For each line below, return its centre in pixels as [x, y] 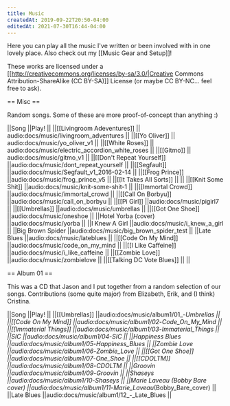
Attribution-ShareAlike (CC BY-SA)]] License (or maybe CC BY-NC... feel [110, 81]
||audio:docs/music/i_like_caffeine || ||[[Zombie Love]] [84, 253]
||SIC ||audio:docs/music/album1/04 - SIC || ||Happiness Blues [94, 336]
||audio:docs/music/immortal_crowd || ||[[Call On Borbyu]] [89, 194]
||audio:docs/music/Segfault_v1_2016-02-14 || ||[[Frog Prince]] [95, 172]
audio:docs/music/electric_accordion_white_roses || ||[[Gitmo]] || [99, 150]
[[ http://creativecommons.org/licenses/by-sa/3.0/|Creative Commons [105, 74]
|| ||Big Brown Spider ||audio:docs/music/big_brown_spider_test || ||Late [109, 231]
